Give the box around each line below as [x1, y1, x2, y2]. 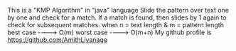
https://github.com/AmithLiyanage [7, 36, 108, 44]
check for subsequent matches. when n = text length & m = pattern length [7, 21, 224, 29]
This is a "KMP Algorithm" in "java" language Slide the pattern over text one [7, 6, 230, 14]
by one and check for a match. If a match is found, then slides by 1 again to [7, 13, 227, 22]
